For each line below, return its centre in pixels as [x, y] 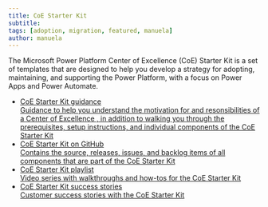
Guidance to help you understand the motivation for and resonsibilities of [140, 110]
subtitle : [25, 23]
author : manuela [35, 38]
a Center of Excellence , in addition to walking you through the [122, 119]
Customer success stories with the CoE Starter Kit [102, 195]
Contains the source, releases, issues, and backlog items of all [122, 153]
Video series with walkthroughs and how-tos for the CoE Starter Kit [130, 178]
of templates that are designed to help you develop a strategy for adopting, [132, 70]
